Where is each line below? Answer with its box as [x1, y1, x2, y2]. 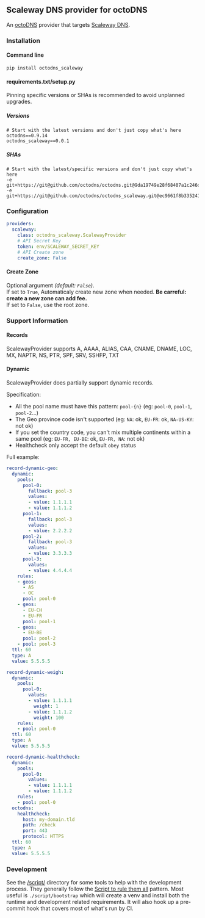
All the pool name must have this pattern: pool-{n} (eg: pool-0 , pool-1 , [15, 403, 192, 410]
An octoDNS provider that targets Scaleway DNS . [6, 21, 130, 28]
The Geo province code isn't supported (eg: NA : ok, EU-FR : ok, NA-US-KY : [15, 416, 194, 423]
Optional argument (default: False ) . [6, 281, 95, 289]
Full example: [6, 454, 40, 461]
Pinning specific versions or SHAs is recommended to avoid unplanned [6, 92, 185, 99]
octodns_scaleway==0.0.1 [6, 138, 70, 144]
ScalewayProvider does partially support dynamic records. [6, 379, 154, 386]
